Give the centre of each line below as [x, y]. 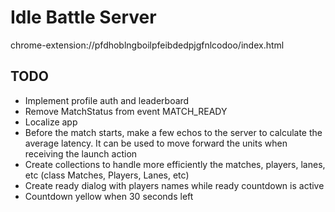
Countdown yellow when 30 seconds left [109, 196]
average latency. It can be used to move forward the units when [156, 143]
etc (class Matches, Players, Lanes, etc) [107, 175]
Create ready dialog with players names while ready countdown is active [174, 185]
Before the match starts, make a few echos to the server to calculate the [173, 132]
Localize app [51, 122]
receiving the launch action [81, 153]
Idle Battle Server [83, 17]
